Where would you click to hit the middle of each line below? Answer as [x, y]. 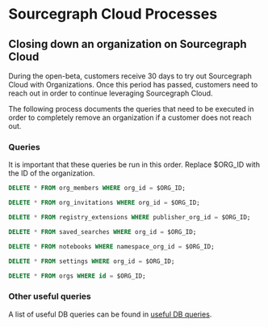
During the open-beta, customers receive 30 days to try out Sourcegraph [130, 76]
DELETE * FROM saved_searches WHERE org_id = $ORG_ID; [103, 231]
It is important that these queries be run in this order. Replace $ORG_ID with [134, 165]
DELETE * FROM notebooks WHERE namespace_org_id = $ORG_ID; [112, 246]
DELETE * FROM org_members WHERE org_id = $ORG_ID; [97, 188]
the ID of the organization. [52, 173]
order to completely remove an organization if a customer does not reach [130, 117]
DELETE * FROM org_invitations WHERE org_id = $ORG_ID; [104, 203]
